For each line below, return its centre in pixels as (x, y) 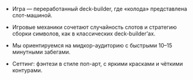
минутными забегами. (41, 52)
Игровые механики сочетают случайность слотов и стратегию (94, 27)
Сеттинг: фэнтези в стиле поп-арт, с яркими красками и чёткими (97, 64)
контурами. (27, 70)
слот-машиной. (32, 15)
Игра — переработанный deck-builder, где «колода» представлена (100, 9)
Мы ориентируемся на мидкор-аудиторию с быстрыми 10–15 (92, 45)
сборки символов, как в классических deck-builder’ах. (84, 34)
